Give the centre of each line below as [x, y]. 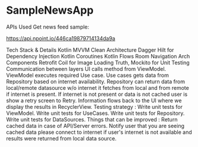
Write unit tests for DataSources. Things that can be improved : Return [92, 119]
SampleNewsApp [50, 10]
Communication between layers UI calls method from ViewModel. [86, 68]
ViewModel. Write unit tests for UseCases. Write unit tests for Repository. [95, 113]
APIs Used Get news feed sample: [48, 27]
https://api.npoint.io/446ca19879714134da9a [61, 38]
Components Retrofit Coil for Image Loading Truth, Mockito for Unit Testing [98, 62]
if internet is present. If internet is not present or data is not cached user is [97, 94]
